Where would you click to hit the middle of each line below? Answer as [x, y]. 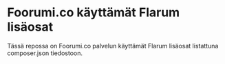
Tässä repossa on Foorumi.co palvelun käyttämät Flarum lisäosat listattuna [113, 46]
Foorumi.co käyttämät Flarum [94, 13]
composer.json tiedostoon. [45, 53]
